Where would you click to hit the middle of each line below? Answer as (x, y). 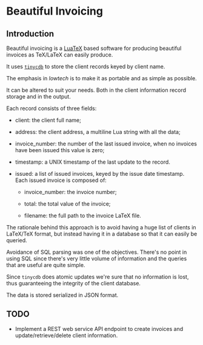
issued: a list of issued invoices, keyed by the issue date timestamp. (100, 174)
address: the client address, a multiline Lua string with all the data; (98, 132)
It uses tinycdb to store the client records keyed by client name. (86, 66)
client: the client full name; (48, 120)
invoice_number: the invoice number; (70, 192)
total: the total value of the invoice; (67, 204)
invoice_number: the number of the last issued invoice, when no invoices (106, 144)
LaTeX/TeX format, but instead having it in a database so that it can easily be (102, 234)
